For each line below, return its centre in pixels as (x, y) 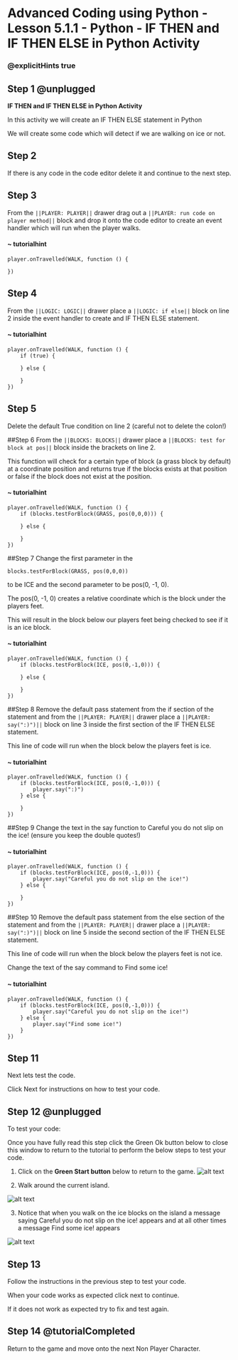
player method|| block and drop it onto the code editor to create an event (115, 220)
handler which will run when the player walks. (74, 228)
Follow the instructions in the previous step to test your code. (97, 1282)
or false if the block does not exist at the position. (80, 476)
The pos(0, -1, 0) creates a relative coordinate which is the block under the (117, 598)
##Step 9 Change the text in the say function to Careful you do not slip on (115, 828)
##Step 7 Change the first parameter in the (70, 558)
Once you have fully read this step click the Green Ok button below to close (118, 1143)
